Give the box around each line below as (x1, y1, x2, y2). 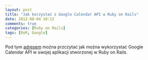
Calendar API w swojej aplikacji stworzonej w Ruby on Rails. (5, 49, 128, 55)
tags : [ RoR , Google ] (5, 30, 48, 35)
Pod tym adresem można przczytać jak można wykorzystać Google (5, 44, 144, 50)
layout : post (5, 7, 32, 12)
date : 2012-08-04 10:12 (5, 16, 55, 21)
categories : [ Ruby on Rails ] (5, 26, 66, 31)
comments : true (5, 21, 37, 26)
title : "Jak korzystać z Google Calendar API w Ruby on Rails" (5, 12, 139, 17)
